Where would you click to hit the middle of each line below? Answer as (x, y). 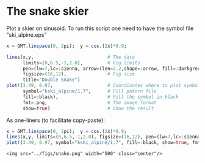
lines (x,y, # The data (71, 57)
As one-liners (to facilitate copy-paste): (56, 120)
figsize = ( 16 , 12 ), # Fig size (79, 74)
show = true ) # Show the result (88, 108)
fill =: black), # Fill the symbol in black (100, 97)
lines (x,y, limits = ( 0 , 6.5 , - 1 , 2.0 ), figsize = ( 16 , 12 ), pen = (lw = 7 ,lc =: (95, 137)
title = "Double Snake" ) (51, 80)
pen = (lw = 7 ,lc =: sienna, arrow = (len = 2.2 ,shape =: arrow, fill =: (100, 69)
